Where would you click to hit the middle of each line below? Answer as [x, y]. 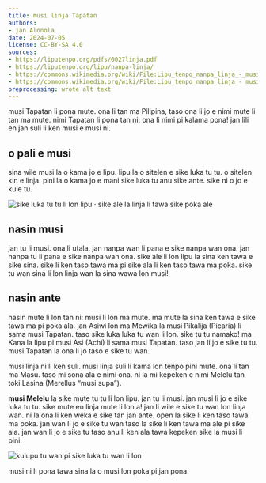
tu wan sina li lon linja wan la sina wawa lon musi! [88, 273]
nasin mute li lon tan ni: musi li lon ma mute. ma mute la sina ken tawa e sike [132, 317]
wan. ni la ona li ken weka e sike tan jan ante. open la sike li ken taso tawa [128, 415]
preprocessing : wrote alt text [60, 89]
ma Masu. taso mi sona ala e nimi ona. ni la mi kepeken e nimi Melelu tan [127, 374]
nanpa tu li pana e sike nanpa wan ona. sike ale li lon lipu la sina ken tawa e [131, 257]
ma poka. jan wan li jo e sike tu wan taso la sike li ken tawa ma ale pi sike [127, 423]
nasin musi [36, 229]
